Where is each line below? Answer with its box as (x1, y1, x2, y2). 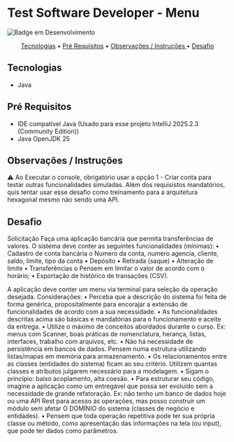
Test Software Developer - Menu (7, 5, 200, 21)
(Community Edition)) (17, 127, 79, 135)
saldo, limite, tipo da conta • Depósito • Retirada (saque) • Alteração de (7, 257, 214, 265)
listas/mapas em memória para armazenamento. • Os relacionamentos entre (7, 352, 227, 361)
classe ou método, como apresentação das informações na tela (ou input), (7, 419, 221, 428)
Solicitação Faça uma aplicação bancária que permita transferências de (7, 235, 214, 243)
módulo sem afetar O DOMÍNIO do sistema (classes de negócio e (7, 404, 195, 413)
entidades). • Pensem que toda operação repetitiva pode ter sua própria (7, 412, 215, 420)
